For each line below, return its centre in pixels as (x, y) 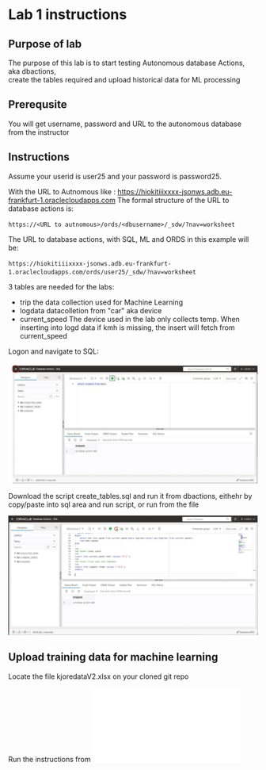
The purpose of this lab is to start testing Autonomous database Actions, (127, 63)
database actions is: (41, 209)
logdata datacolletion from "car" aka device (91, 310)
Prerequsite (38, 105)
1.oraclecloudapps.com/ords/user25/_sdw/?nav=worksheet (102, 272)
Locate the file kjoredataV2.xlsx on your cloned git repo (99, 676)
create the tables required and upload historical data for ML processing (124, 80)
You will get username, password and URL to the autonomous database (125, 124)
